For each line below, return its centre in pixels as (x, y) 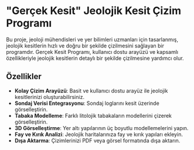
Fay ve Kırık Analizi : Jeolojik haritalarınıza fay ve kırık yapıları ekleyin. (99, 134)
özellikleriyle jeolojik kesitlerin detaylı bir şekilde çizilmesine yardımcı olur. (95, 58)
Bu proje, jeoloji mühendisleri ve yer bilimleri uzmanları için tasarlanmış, (92, 39)
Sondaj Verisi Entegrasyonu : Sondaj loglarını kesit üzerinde (87, 103)
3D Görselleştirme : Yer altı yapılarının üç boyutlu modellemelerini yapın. (101, 128)
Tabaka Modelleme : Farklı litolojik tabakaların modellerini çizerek (93, 115)
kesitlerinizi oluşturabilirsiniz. (50, 97)
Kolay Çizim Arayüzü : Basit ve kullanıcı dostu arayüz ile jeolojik (91, 91)
